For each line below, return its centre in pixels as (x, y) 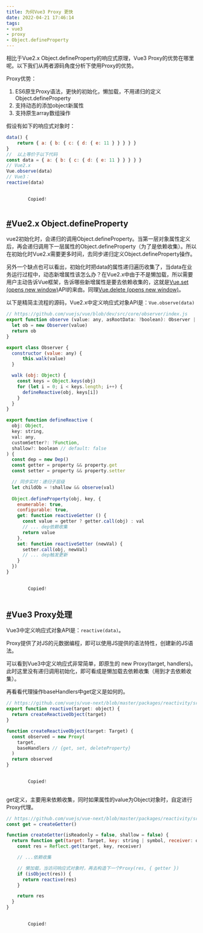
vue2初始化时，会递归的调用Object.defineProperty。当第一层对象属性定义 (98, 239)
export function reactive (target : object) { (63, 709)
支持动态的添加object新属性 (49, 105)
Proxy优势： (21, 79)
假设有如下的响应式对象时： (41, 126)
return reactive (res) (50, 880)
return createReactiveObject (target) (59, 715)
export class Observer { (37, 347)
